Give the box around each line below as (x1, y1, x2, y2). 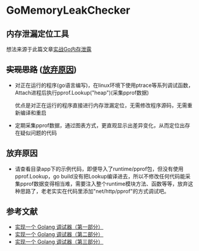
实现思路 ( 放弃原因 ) (6, 65, 77, 75)
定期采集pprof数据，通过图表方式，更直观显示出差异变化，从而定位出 (14, 121, 185, 128)
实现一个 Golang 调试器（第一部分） (14, 224, 104, 231)
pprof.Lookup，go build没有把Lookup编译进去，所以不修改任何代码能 (14, 172, 186, 180)
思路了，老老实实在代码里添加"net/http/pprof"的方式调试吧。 (20, 187, 170, 194)
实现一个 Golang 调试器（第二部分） (14, 231, 104, 238)
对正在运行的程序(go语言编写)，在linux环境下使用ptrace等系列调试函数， (14, 81, 194, 89)
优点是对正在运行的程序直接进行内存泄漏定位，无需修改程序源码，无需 (14, 102, 188, 109)
